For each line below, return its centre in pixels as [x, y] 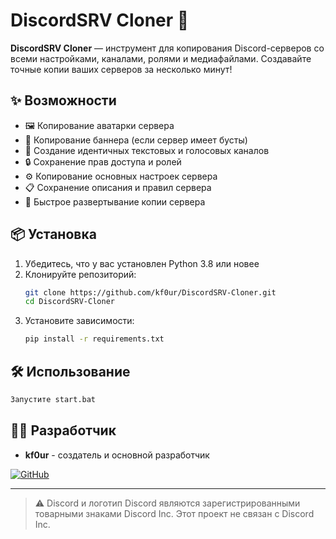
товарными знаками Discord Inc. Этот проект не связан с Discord [174, 513]
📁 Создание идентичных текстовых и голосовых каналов [147, 150]
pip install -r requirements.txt [94, 339]
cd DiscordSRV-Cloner [69, 302]
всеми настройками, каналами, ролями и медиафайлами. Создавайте [161, 58]
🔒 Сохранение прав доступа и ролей [103, 161]
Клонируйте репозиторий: [80, 274]
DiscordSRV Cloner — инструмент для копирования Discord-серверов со [167, 48]
